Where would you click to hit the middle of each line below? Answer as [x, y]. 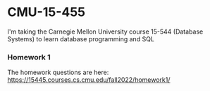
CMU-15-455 [47, 12]
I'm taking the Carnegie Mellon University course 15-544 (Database [105, 31]
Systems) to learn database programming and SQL [81, 38]
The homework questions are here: [58, 72]
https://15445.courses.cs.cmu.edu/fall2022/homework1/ [89, 80]
